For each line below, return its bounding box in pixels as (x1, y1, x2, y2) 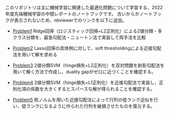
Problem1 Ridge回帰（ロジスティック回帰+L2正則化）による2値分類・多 (12, 28, 162, 34)
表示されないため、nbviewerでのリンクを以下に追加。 (14, 17, 127, 23)
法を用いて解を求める (12, 51, 57, 58)
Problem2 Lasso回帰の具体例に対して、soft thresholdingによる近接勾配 (12, 45, 161, 51)
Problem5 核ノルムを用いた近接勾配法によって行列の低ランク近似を (12, 97, 154, 103)
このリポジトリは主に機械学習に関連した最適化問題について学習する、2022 (5, 5, 163, 10)
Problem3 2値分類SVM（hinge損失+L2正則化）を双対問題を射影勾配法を (12, 63, 165, 68)
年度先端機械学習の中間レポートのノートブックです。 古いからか (5, 11, 140, 17)
